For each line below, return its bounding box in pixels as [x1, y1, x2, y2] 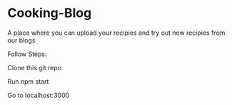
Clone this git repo [7, 63, 62, 72]
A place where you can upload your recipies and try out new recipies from [7, 28, 226, 37]
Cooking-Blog [7, 5, 92, 21]
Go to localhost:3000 [7, 91, 70, 99]
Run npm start [7, 77, 49, 86]
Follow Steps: [7, 50, 48, 58]
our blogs [7, 35, 36, 44]
